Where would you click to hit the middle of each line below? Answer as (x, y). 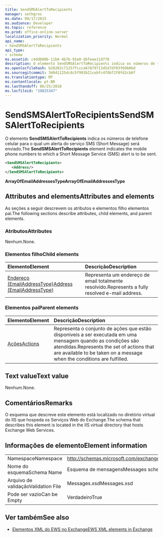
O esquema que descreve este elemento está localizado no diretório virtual (80, 415)
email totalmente (104, 281)
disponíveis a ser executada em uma (95, 335)
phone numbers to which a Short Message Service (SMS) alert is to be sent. (81, 154)
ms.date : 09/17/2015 (26, 18)
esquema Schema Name (35, 472)
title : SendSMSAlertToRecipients (39, 9)
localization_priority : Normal (37, 37)
